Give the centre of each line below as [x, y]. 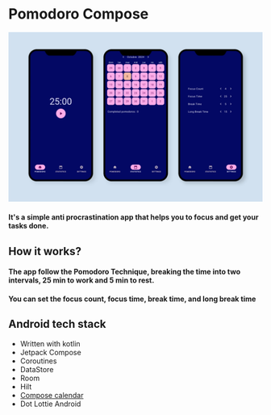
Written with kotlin [50, 343]
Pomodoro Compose [79, 14]
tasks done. [29, 226]
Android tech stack [57, 324]
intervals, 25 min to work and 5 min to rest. [81, 280]
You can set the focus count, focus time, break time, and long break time [132, 299]
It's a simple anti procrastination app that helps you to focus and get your [133, 217]
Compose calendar [52, 395]
